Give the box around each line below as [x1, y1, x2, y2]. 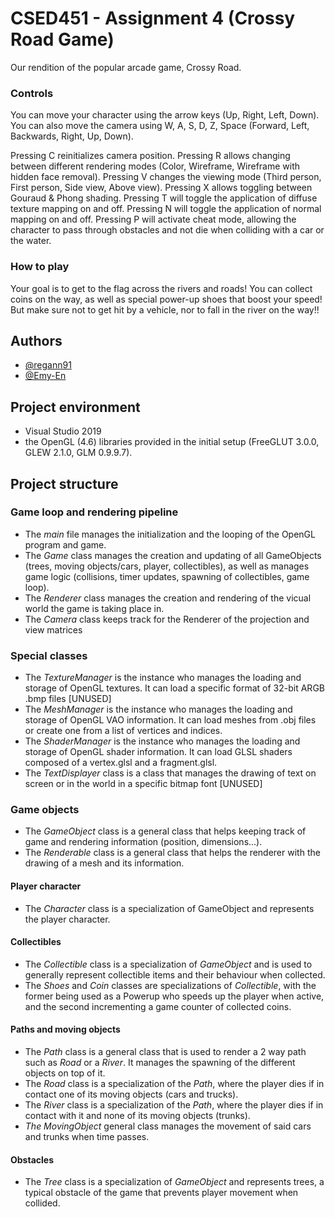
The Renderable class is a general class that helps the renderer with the [24, 847, 321, 859]
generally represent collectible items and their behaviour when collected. [24, 968, 326, 981]
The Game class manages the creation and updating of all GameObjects [24, 549, 322, 561]
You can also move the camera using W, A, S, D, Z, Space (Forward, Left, [10, 120, 310, 132]
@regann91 [24, 359, 72, 371]
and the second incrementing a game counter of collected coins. [24, 1000, 292, 1012]
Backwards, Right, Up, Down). [10, 130, 134, 142]
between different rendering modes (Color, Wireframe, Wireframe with [10, 160, 301, 172]
